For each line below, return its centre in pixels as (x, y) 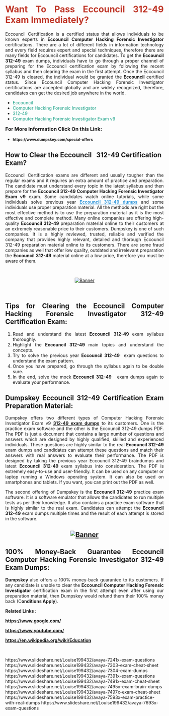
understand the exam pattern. (43, 361)
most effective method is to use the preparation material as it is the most (84, 212)
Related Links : (21, 611)
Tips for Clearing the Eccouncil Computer (84, 306)
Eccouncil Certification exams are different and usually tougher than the (84, 175)
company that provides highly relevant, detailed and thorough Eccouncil (84, 239)
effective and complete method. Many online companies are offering (78, 218)
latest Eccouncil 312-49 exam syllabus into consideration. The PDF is (85, 466)
